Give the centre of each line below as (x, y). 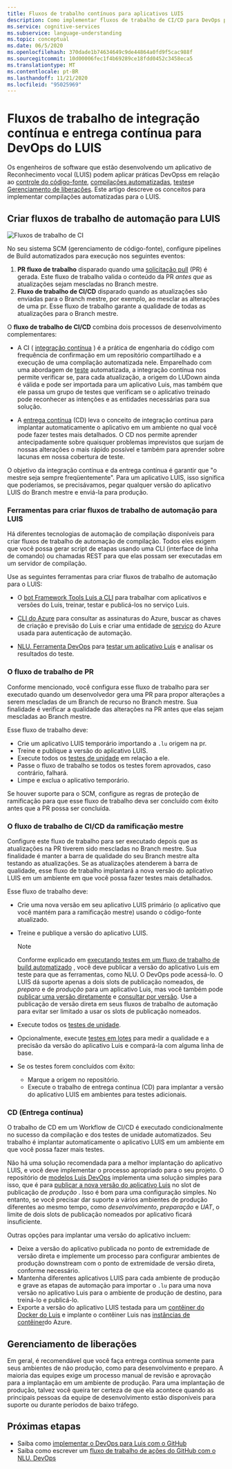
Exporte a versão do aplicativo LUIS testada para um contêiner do (111, 1308)
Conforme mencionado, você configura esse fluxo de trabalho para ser (108, 687)
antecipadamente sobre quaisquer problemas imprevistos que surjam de (120, 442)
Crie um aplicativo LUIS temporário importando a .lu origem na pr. (112, 743)
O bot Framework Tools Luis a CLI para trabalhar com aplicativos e (112, 598)
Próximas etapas (44, 1426)
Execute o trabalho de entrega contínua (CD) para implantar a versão (126, 1087)
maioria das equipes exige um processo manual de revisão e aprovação (109, 1375)
